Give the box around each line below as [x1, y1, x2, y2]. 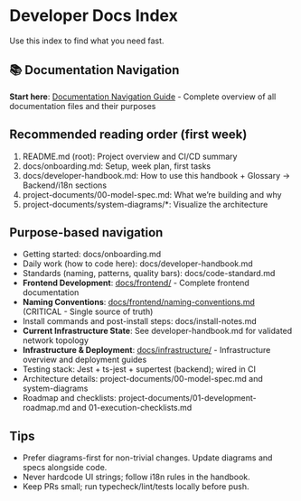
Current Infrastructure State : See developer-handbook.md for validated [22, 326, 293, 337]
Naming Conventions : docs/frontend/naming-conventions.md [22, 297, 255, 308]
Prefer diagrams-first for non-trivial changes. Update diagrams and [22, 452, 273, 463]
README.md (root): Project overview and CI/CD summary [22, 151, 238, 162]
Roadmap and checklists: [22, 393, 118, 404]
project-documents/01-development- [118, 393, 258, 404]
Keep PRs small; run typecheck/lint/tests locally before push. [22, 481, 250, 492]
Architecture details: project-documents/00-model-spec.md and [22, 374, 264, 385]
